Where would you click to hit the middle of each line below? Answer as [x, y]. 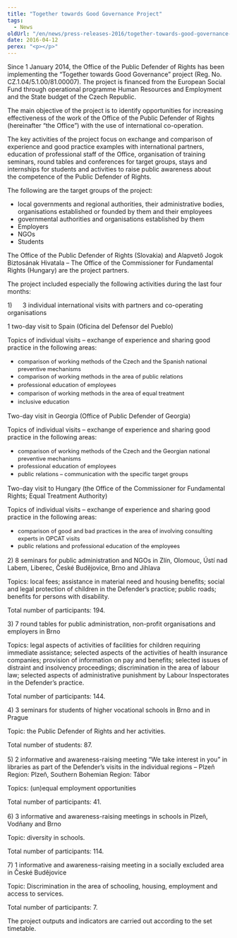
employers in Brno [34, 631]
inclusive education [43, 402]
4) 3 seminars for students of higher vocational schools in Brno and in [109, 710]
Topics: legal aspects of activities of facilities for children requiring [104, 645]
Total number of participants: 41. [55, 802]
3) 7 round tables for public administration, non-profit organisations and [111, 624]
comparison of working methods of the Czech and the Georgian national [114, 451]
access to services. [36, 894]
